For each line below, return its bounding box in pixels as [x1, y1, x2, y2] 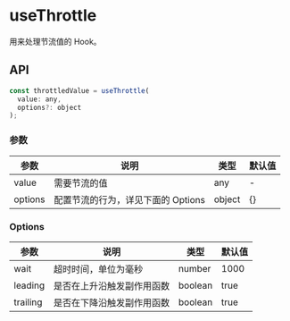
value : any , [17, 95, 62, 104]
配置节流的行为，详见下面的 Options [54, 193, 205, 206]
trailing [13, 296, 43, 308]
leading [13, 279, 46, 291]
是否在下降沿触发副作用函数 [53, 296, 170, 308]
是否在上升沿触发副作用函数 [53, 279, 170, 291]
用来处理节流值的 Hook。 [9, 36, 102, 46]
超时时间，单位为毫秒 [53, 263, 144, 275]
